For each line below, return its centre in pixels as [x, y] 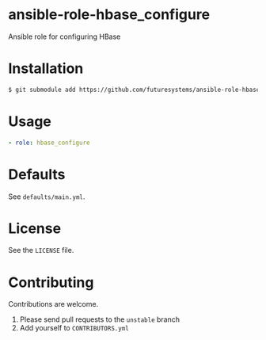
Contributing [51, 282]
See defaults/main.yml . [47, 197]
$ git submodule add [42, 90]
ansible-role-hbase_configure [109, 15]
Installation [46, 69]
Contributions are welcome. [53, 304]
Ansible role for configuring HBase [65, 36]
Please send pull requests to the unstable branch [100, 319]
